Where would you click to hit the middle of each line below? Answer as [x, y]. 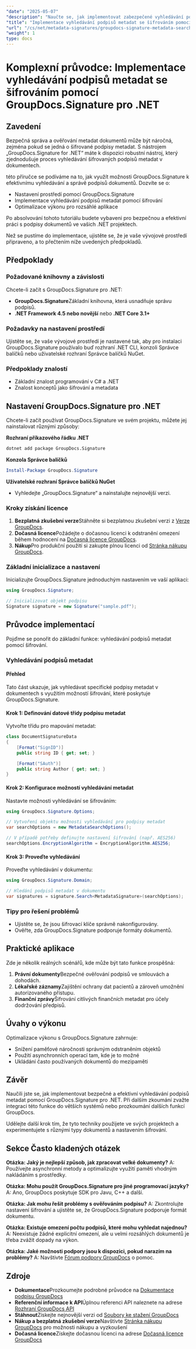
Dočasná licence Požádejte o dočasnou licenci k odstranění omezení [97, 534]
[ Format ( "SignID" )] [40, 747]
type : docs [19, 39]
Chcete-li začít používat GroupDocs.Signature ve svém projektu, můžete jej [97, 420]
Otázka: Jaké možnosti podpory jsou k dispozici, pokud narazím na [89, 1251]
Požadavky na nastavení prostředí [55, 328]
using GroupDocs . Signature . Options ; [50, 811]
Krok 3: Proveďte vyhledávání [43, 856]
